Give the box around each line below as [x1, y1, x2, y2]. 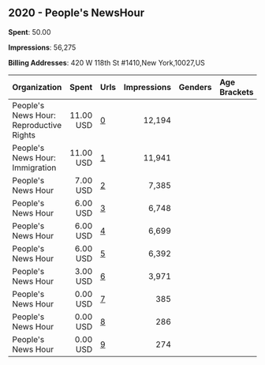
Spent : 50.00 [8, 27, 51, 36]
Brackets [219, 86, 254, 97]
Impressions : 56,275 [8, 43, 77, 52]
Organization [12, 81, 62, 92]
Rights [12, 130, 35, 141]
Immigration [12, 162, 57, 173]
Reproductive [12, 119, 62, 130]
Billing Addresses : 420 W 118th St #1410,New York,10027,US [8, 58, 205, 67]
